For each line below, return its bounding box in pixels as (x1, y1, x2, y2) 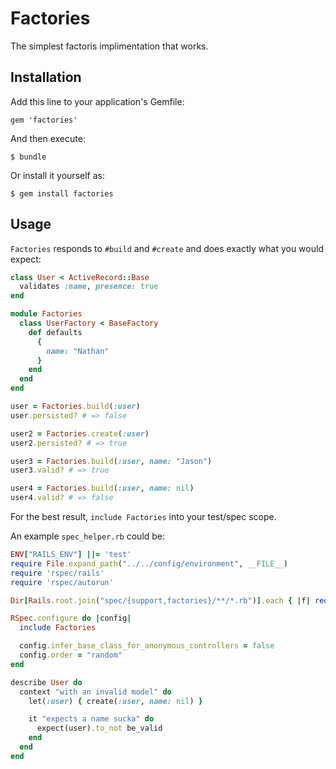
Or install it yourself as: (10, 169, 105, 181)
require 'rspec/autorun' (10, 577, 114, 587)
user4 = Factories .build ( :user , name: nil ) (10, 483, 195, 494)
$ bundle (10, 152, 47, 162)
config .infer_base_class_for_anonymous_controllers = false (19, 641, 275, 651)
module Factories (10, 309, 83, 319)
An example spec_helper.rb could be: (10, 530, 166, 542)
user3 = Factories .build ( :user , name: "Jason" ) (10, 456, 213, 466)
